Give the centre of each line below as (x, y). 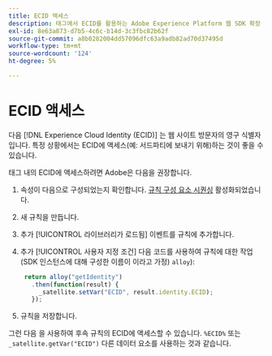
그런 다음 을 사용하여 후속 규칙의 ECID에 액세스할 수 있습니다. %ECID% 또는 (125, 333)
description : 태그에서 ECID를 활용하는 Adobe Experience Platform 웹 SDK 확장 (135, 24)
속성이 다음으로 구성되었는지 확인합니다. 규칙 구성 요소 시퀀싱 (117, 189)
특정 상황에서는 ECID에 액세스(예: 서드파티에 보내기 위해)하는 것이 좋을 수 (148, 145)
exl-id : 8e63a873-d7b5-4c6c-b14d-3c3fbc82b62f (89, 31)
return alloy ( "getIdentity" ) (73, 277)
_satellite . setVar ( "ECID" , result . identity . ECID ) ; (126, 292)
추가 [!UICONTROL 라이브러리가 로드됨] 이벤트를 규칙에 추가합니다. (127, 234)
